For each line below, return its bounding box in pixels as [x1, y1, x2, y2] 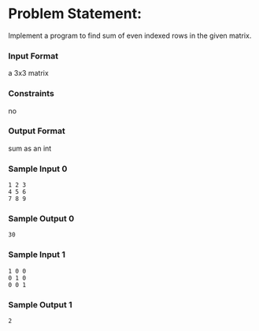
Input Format [8, 50, 59, 61]
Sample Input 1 [8, 249, 65, 260]
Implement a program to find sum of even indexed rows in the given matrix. [8, 31, 252, 40]
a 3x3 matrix [8, 69, 49, 78]
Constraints [8, 88, 55, 99]
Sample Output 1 [8, 299, 72, 310]
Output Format [8, 125, 65, 136]
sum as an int [8, 143, 52, 153]
